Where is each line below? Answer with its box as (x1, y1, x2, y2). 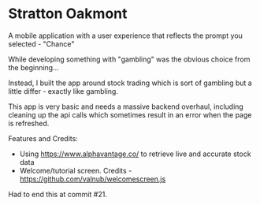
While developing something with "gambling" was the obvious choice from (8, 54, 251, 64)
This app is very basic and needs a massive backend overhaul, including (8, 102, 244, 111)
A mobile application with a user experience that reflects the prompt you (8, 31, 243, 40)
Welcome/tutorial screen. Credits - (19, 166, 132, 175)
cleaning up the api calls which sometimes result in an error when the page (8, 110, 252, 119)
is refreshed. (8, 118, 50, 128)
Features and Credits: (8, 133, 79, 143)
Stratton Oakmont (8, 5, 128, 23)
